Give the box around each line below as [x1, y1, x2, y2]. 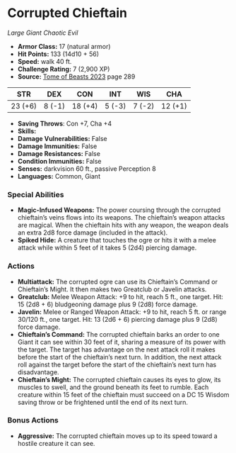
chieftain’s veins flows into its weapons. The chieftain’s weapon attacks [17, 213, 225, 222]
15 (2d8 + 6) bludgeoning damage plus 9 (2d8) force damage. [17, 300, 198, 308]
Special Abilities [7, 189, 64, 199]
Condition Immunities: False [17, 157, 102, 165]
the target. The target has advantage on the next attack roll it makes [17, 345, 216, 354]
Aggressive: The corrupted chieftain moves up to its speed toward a [17, 431, 218, 440]
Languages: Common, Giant [17, 172, 101, 180]
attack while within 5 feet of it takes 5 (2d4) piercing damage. [17, 243, 197, 252]
